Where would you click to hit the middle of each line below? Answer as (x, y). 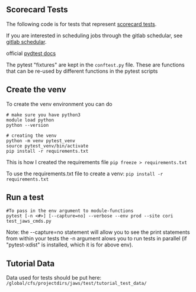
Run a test (25, 198)
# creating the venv (32, 136)
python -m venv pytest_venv (41, 141)
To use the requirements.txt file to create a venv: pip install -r (85, 174)
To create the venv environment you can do (59, 104)
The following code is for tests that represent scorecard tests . (81, 24)
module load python (30, 120)
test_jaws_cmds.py (29, 222)
